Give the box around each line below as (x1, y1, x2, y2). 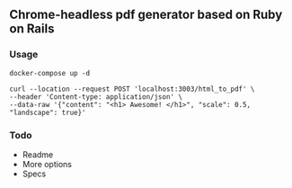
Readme (22, 148, 54, 160)
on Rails (9, 22, 55, 37)
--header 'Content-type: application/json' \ (9, 92, 182, 102)
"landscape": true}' (9, 108, 87, 117)
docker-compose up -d (9, 68, 91, 77)
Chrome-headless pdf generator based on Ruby (9, 7, 283, 22)
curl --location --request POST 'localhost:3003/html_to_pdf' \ (9, 85, 255, 94)
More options (22, 158, 72, 169)
